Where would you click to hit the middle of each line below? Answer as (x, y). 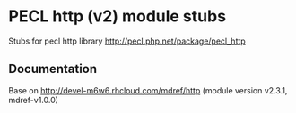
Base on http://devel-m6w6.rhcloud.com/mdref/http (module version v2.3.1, (148, 90)
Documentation (53, 69)
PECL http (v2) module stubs (117, 16)
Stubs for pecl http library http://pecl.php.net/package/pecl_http (127, 41)
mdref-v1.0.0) (34, 100)
